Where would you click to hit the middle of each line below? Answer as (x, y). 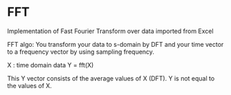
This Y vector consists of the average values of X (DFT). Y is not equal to (111, 78)
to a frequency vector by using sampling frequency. (81, 52)
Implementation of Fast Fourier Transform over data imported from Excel (110, 31)
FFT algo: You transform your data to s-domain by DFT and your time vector (115, 44)
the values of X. (29, 85)
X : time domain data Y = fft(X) (50, 65)
